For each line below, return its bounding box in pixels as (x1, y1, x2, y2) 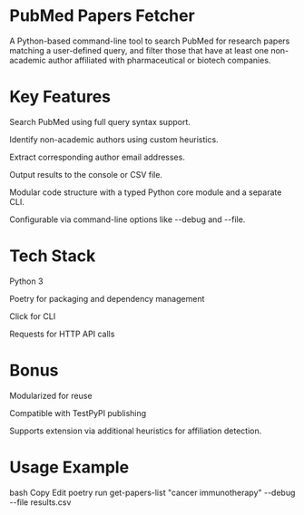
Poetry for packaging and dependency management (9, 293, 205, 304)
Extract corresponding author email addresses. (9, 151, 186, 162)
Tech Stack (9, 246, 96, 267)
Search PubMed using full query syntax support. (9, 116, 191, 127)
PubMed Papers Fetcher (9, 5, 195, 26)
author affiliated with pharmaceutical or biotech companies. (48, 54, 271, 65)
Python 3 (9, 276, 44, 287)
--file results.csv (9, 496, 72, 508)
